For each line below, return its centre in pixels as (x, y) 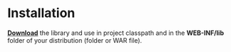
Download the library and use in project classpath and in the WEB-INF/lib (116, 33)
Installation (41, 13)
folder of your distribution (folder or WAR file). (75, 40)
